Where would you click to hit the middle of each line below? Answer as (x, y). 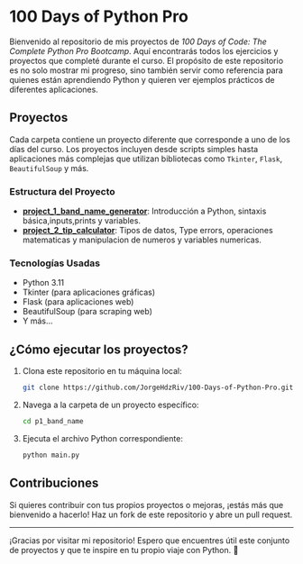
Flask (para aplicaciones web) (78, 302)
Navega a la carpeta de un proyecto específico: (110, 405)
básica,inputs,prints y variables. (82, 221)
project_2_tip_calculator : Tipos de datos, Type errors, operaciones (147, 231)
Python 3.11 (43, 283)
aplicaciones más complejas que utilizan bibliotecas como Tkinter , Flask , (146, 159)
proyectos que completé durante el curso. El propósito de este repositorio (147, 60)
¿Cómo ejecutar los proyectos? (99, 349)
